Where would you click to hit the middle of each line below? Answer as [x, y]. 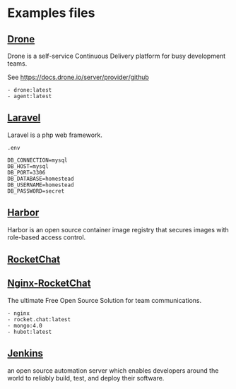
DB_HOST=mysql [28, 166]
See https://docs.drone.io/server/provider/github [78, 77]
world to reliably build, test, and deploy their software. [86, 378]
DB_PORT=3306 [26, 172]
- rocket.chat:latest [39, 319]
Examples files [51, 13]
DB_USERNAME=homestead [41, 185]
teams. [17, 64]
